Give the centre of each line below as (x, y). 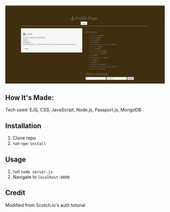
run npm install (29, 144)
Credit (15, 193)
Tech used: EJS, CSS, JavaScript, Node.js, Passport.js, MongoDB (73, 110)
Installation (23, 126)
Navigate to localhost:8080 (41, 177)
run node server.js (33, 172)
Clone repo (24, 138)
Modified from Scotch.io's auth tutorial (45, 205)
